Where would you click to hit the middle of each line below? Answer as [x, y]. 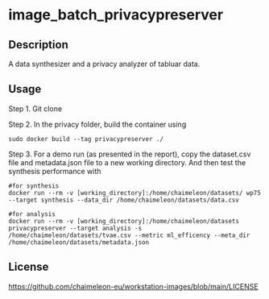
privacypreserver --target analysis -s [75, 228]
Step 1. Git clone [35, 108]
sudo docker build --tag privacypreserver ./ [86, 139]
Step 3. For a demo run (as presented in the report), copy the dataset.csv [130, 154]
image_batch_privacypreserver [116, 15]
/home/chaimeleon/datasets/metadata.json [79, 242]
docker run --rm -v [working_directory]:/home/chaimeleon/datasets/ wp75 [135, 193]
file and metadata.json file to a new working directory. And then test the [127, 162]
